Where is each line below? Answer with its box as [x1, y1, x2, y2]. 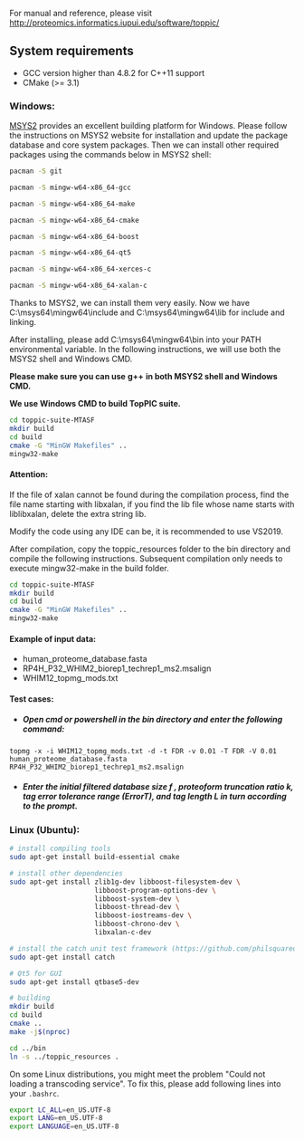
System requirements [9, 43, 134, 59]
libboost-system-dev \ [94, 894, 180, 904]
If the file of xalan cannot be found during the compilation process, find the [9, 489, 290, 500]
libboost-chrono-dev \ [94, 919, 180, 929]
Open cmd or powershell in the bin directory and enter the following [22, 714, 283, 725]
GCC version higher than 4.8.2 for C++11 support [22, 67, 205, 78]
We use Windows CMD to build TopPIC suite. [9, 398, 181, 409]
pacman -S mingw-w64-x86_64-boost [9, 232, 140, 241]
